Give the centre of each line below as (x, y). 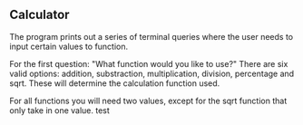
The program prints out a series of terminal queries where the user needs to (151, 36)
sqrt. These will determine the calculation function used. (115, 83)
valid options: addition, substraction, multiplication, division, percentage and (152, 73)
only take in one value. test (60, 110)
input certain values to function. (69, 46)
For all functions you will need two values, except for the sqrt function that (148, 101)
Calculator (39, 15)
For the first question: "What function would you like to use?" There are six (149, 63)
